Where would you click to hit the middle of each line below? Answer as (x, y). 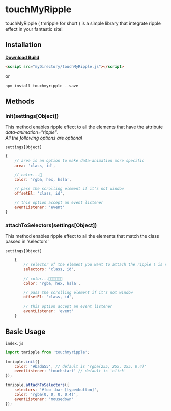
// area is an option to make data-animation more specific (79, 161)
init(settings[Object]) (32, 116)
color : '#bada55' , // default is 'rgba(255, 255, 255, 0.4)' (80, 366)
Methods (20, 101)
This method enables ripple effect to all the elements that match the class (82, 236)
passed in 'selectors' (27, 242)
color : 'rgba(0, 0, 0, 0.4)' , (47, 394)
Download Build (22, 57)
